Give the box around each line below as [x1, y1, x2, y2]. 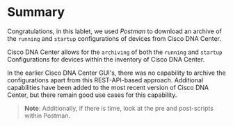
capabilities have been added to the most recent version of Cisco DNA [7, 83, 209, 91]
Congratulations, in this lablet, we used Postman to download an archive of [7, 27, 223, 35]
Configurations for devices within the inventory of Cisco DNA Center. [7, 55, 205, 63]
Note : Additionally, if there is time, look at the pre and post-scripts [24, 104, 214, 112]
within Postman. [24, 111, 71, 120]
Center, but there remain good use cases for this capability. [7, 91, 177, 99]
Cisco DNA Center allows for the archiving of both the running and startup [7, 48, 223, 56]
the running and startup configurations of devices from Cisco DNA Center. [7, 34, 221, 42]
